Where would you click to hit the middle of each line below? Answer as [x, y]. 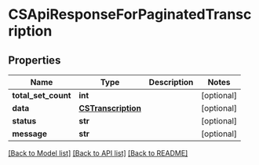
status [24, 121]
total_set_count [42, 95]
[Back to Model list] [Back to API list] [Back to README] [98, 153]
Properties [35, 60]
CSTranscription [109, 108]
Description [171, 82]
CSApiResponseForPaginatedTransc [130, 15]
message [29, 134]
